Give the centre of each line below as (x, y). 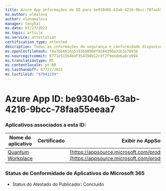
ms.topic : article (24, 33)
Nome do (20, 138)
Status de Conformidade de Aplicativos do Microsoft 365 (75, 173)
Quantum (18, 152)
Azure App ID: (34, 99)
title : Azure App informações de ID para (48, 10)
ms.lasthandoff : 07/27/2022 (34, 70)
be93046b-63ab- (103, 99)
